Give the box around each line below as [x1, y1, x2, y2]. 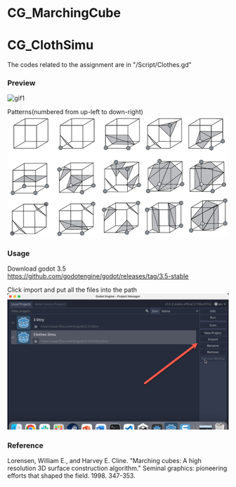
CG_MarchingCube [7, 5, 122, 21]
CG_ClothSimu [7, 37, 94, 54]
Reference [7, 440, 44, 450]
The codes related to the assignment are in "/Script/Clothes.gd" [7, 61, 192, 69]
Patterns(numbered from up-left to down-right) [7, 108, 144, 116]
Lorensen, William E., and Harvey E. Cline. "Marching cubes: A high [7, 457, 202, 465]
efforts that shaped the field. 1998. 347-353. [7, 471, 136, 480]
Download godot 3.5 [7, 264, 67, 273]
